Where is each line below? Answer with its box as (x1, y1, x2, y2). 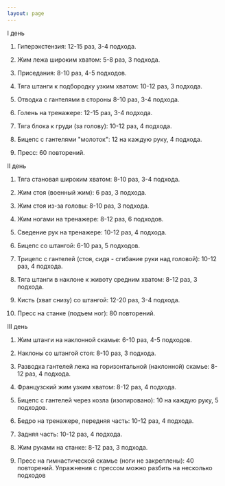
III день (7, 322, 28, 330)
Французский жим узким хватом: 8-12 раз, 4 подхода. (16, 382, 177, 391)
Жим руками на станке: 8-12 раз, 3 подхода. (16, 443, 148, 451)
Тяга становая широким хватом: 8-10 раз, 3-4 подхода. (16, 175, 180, 183)
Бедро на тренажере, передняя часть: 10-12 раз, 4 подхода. (16, 416, 194, 425)
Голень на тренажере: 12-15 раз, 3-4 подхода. (16, 108, 153, 117)
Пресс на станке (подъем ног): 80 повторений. (16, 309, 156, 317)
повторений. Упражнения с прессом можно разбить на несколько (16, 463, 213, 472)
